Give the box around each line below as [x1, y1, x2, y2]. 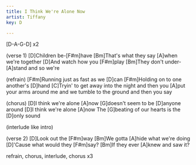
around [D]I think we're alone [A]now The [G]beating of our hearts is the [6, 106, 181, 113]
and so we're [28, 65, 60, 72]
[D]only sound [6, 112, 41, 119]
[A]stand [6, 65, 28, 72]
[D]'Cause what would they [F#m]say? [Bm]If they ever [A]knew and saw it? [6, 142, 190, 149]
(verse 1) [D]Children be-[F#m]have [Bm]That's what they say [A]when [6, 52, 178, 59]
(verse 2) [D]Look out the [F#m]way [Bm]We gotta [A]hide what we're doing [6, 135, 191, 142]
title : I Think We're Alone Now [6, 8, 85, 15]
